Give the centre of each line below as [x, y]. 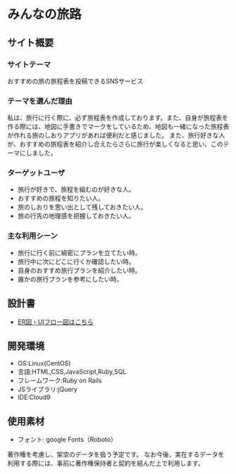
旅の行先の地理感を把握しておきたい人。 [76, 216]
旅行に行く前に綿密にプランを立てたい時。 [79, 252]
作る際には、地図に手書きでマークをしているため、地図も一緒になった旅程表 [118, 127]
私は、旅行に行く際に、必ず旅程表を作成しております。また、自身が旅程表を [118, 118]
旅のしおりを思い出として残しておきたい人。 [82, 207]
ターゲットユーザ [36, 173]
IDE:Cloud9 [34, 397]
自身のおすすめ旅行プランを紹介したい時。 [79, 270]
